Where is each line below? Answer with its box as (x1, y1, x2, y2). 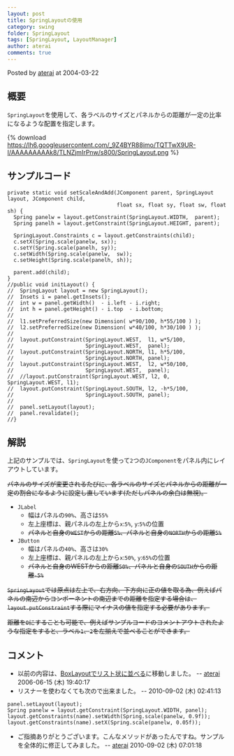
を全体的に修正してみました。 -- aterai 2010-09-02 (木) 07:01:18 (17, 741, 203, 750)
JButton (17, 538, 40, 545)
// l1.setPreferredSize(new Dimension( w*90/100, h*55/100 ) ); (7, 318, 201, 325)
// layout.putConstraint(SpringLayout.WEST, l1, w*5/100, (7, 336, 187, 343)
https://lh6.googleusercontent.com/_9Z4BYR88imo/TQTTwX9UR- (7, 141, 196, 149)
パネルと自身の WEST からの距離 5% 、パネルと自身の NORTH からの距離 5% (27, 528, 222, 537)
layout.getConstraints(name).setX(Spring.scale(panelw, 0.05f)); (7, 719, 201, 727)
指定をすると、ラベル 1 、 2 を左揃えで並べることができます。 (19, 627, 190, 636)
